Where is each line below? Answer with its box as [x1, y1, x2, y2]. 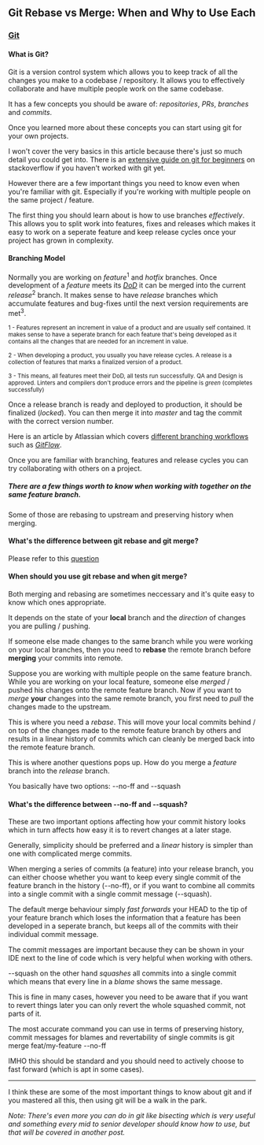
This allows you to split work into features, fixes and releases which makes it [8, 218, 256, 228]
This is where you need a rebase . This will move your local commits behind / [8, 717, 256, 727]
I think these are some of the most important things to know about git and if [8, 1087, 252, 1097]
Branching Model [8, 254, 65, 263]
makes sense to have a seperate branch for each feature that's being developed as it [8, 330, 237, 338]
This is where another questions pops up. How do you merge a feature [8, 758, 237, 768]
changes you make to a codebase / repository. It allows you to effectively [8, 75, 245, 85]
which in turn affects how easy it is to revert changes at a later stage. [8, 825, 232, 835]
